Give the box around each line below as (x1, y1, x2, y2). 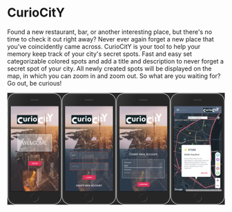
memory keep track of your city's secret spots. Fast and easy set (7, 50, 192, 58)
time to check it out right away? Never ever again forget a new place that (7, 35, 214, 43)
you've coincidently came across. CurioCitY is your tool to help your (7, 42, 201, 50)
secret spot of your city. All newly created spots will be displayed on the (7, 64, 212, 73)
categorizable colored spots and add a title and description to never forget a (7, 57, 224, 65)
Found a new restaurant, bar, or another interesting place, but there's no (7, 28, 213, 36)
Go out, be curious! (7, 79, 62, 87)
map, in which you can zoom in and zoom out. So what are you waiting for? (7, 71, 221, 80)
